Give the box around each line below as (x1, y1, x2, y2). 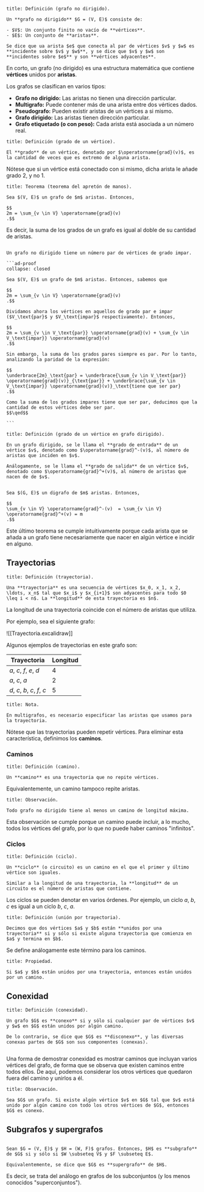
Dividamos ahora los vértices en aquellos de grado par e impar (6, 308, 173, 314)
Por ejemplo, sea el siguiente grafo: (6, 617, 96, 625)
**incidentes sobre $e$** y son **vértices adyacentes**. (6, 54, 157, 60)
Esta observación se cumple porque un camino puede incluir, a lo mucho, (6, 818, 191, 826)
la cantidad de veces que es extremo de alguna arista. (6, 155, 151, 161)
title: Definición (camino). (6, 764, 80, 770)
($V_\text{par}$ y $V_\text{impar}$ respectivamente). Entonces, (6, 314, 175, 320)
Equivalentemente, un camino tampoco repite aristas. (6, 785, 140, 792)
